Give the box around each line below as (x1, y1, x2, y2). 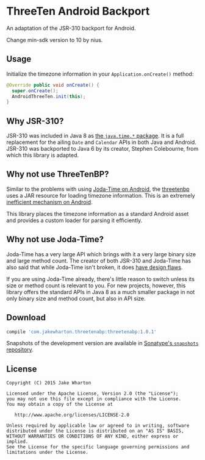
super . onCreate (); (12, 87, 59, 94)
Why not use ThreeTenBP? (6, 169, 109, 179)
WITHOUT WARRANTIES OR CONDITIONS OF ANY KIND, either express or (6, 433, 179, 440)
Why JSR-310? (6, 116, 64, 126)
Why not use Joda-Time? (6, 234, 104, 245)
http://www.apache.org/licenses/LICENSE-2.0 (14, 412, 130, 419)
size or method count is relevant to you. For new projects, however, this (6, 282, 186, 289)
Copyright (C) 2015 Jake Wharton (6, 380, 92, 386)
